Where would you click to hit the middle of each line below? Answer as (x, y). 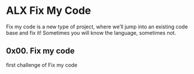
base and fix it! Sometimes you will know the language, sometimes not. (91, 32)
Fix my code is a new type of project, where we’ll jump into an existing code (97, 27)
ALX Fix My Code (49, 11)
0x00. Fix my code (40, 51)
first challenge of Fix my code (42, 65)
